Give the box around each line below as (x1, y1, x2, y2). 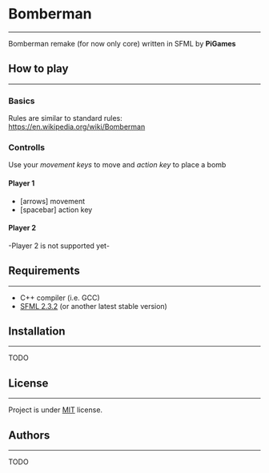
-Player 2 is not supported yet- (8, 241, 110, 251)
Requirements (8, 264, 80, 278)
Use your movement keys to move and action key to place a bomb (8, 160, 227, 170)
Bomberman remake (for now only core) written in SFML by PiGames (8, 38, 236, 48)
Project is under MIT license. (8, 405, 102, 415)
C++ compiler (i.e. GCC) (19, 293, 100, 303)
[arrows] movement (19, 196, 86, 206)
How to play (8, 62, 69, 76)
